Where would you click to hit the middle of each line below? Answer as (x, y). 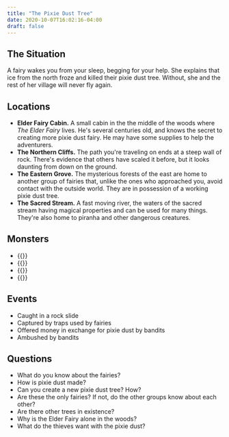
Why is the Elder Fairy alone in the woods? (77, 419)
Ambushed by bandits (48, 337)
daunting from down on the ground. (67, 166)
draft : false (26, 26)
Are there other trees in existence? (66, 412)
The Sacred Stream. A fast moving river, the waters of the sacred (109, 203)
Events (22, 299)
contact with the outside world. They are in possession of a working (112, 188)
